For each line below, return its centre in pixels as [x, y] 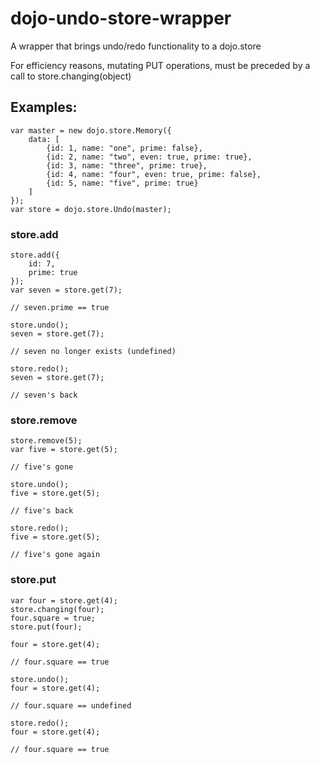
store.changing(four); [57, 609]
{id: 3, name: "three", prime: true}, [127, 165]
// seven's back [44, 395]
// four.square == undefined [71, 705]
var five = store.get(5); [64, 450]
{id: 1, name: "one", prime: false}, [124, 148]
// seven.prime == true [60, 308]
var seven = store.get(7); [66, 290]
